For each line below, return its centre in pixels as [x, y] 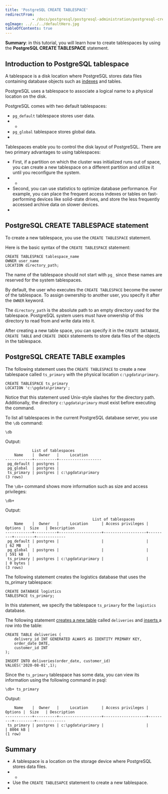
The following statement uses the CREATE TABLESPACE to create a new [76, 369]
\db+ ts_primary [22, 689]
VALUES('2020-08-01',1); [31, 665]
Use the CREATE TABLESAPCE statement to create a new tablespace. [80, 782]
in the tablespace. [24, 341]
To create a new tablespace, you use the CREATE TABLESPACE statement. [78, 237]
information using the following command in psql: [56, 680]
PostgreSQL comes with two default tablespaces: [56, 106]
